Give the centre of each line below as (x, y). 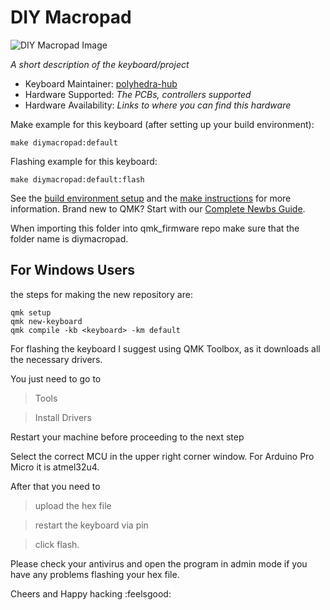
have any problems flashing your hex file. (95, 574)
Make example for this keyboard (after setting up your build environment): (162, 124)
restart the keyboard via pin (91, 525)
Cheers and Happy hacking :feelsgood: (91, 593)
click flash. (57, 544)
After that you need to (55, 486)
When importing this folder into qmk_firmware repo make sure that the (155, 228)
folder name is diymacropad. (69, 238)
